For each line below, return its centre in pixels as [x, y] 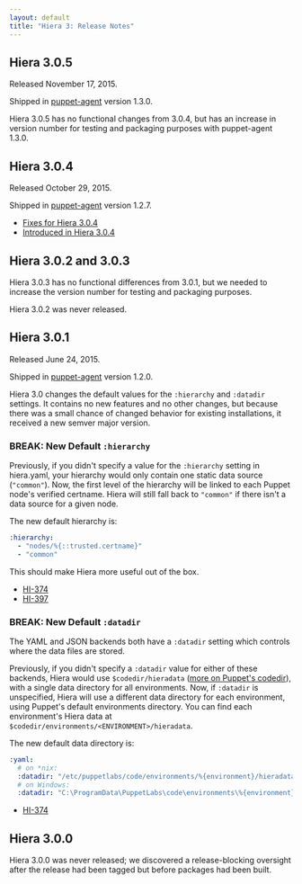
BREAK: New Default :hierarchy [80, 446]
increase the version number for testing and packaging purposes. [131, 291]
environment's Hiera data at [61, 716]
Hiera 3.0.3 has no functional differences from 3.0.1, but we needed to [138, 282]
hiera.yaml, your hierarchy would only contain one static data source [136, 475]
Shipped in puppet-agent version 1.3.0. [81, 102]
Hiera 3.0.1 [40, 338]
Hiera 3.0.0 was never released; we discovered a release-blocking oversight [151, 861]
